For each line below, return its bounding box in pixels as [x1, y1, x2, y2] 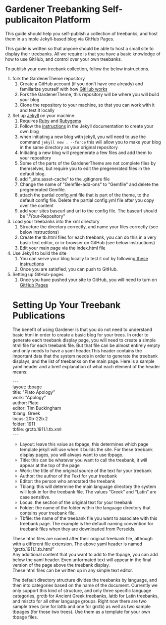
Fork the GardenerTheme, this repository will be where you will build [19, 91, 160, 97]
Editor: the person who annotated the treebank [19, 478, 115, 484]
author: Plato [12, 400, 39, 406]
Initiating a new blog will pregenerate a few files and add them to [19, 150, 152, 156]
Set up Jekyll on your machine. [12, 112, 76, 118]
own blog [19, 128, 39, 134]
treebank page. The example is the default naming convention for [19, 520, 154, 526]
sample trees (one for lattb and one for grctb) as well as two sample [12, 603, 151, 609]
